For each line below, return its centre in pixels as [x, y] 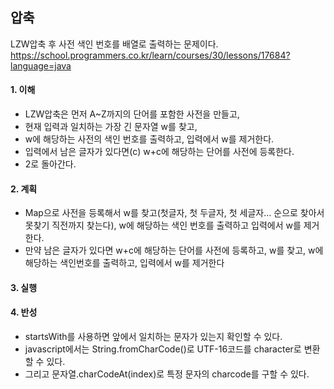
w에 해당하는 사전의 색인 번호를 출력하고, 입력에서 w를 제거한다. [149, 139]
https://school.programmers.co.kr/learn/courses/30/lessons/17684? [150, 55]
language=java [41, 65]
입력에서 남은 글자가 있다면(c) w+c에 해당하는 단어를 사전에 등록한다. [159, 152]
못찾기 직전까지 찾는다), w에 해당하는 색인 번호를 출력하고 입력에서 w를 [163, 225]
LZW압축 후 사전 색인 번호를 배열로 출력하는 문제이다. [114, 44]
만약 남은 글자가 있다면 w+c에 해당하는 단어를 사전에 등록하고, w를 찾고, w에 [174, 250]
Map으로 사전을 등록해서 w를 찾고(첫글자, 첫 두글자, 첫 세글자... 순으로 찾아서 [174, 213]
